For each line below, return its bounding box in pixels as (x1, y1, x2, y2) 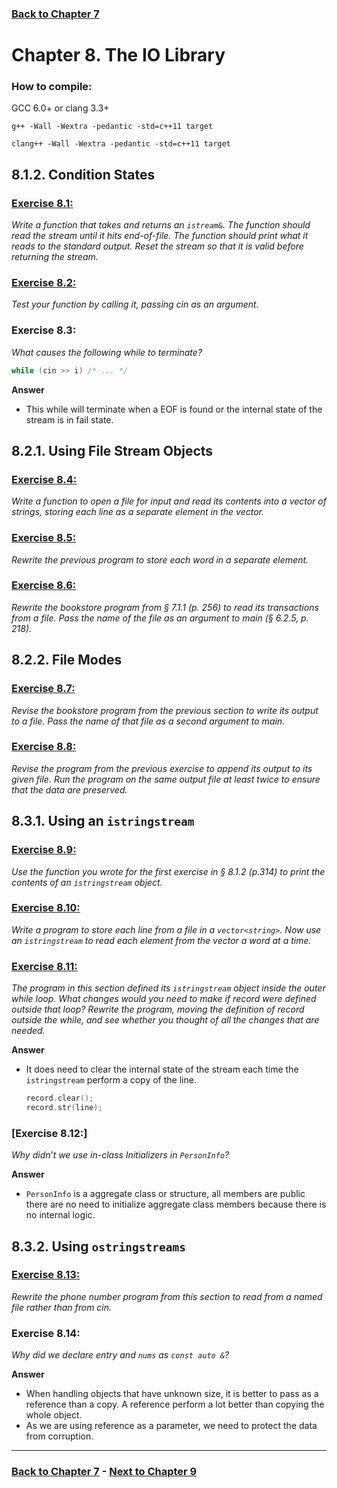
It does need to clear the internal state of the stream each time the (25, 1063, 299, 1076)
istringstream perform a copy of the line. (25, 1074, 197, 1086)
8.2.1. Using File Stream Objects (11, 442, 214, 459)
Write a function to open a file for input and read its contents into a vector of (11, 495, 327, 507)
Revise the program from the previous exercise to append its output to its (11, 762, 313, 774)
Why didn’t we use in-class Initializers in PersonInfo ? (11, 1149, 230, 1161)
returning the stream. (11, 251, 99, 263)
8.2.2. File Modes (11, 652, 123, 669)
